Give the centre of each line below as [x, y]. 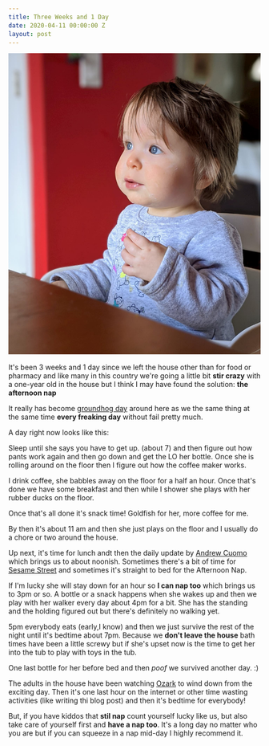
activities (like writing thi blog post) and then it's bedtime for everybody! [127, 700]
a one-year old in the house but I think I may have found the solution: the [128, 384]
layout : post [30, 34]
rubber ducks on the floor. [51, 497]
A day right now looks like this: [59, 432]
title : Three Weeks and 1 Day [59, 17]
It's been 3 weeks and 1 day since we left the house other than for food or [130, 367]
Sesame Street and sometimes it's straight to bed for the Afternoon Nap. [128, 569]
